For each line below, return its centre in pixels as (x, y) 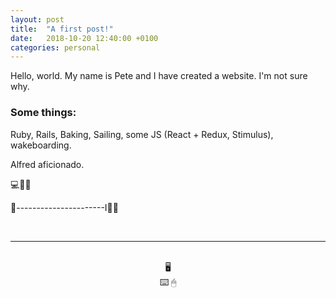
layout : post (37, 19)
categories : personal (55, 47)
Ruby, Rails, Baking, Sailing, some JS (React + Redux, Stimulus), (142, 134)
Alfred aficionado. (47, 164)
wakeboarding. (41, 145)
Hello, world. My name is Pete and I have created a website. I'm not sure (159, 76)
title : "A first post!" (62, 29)
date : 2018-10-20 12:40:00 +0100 (84, 38)
